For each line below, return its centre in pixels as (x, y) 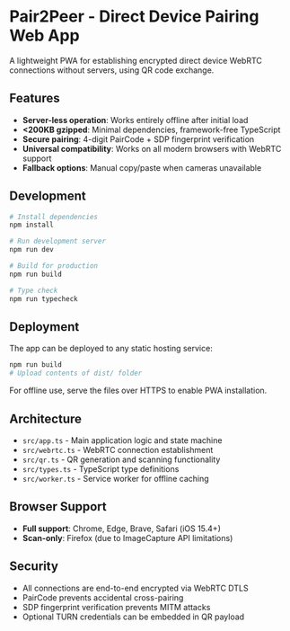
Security (34, 567)
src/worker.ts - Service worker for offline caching (115, 478)
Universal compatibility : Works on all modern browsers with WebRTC (152, 148)
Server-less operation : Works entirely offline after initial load (135, 120)
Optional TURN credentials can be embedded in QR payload (133, 617)
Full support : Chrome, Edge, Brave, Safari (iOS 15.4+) (122, 529)
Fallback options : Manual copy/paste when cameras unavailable (142, 167)
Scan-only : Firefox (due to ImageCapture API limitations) (127, 538)
